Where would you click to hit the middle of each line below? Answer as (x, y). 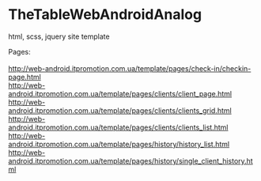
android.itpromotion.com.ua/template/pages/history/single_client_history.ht (130, 160)
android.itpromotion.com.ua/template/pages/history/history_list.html (119, 144)
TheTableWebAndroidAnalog (105, 15)
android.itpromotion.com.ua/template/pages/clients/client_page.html (120, 93)
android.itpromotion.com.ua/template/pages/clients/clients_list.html (118, 127)
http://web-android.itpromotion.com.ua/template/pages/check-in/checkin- (130, 68)
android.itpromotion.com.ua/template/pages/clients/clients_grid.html (120, 110)
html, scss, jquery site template (59, 36)
